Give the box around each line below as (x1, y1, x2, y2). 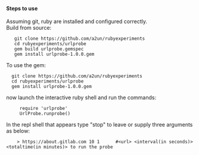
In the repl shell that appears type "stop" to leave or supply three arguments (6, 121, 193, 128)
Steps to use (6, 5, 38, 12)
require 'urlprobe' (19, 106, 68, 112)
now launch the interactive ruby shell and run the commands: (6, 94, 157, 101)
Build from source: (6, 24, 52, 31)
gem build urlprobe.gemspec (14, 46, 84, 52)
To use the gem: (6, 62, 46, 69)
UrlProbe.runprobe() (19, 110, 70, 117)
